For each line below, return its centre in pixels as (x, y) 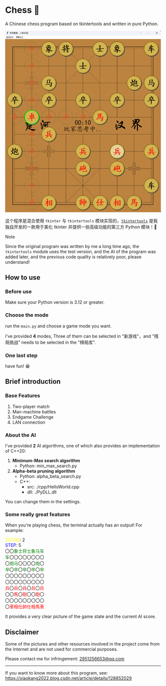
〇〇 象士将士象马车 (25, 551)
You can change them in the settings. (43, 502)
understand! (18, 262)
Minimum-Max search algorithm (46, 461)
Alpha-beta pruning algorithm (44, 471)
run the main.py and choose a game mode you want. (59, 326)
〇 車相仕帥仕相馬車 (25, 606)
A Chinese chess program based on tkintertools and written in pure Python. (82, 24)
